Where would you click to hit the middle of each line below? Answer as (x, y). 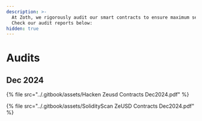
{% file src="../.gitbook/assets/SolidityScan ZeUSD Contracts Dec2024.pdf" (100, 106)
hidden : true (23, 28)
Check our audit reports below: (52, 23)
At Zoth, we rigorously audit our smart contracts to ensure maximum (100, 17)
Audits (23, 58)
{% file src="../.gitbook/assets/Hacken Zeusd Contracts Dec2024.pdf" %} (98, 95)
